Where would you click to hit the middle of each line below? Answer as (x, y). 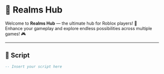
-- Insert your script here (34, 67)
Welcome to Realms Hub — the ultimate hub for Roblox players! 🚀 (71, 23)
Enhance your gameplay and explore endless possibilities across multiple (79, 28)
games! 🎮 (15, 34)
